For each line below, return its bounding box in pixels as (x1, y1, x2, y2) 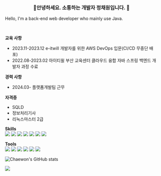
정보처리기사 (12, 110, 36, 116)
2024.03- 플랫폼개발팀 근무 (12, 84, 65, 90)
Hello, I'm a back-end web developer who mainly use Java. (5, 16, 123, 21)
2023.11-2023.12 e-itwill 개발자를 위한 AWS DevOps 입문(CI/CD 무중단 (12, 45, 148, 52)
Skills (5, 126, 16, 132)
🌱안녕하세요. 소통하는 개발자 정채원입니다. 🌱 (33, 4, 130, 11)
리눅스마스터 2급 (12, 116, 44, 122)
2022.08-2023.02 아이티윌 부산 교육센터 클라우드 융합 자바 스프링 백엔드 (12, 57, 151, 64)
